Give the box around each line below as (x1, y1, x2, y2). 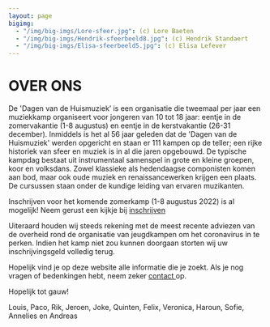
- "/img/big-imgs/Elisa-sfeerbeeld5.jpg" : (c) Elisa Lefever (15, 42, 227, 50)
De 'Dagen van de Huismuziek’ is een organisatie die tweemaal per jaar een (8, 104, 261, 113)
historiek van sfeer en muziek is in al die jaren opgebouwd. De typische (8, 147, 247, 156)
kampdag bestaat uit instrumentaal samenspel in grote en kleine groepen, (8, 155, 255, 165)
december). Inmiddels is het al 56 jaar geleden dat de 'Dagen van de (8, 130, 238, 139)
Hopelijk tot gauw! (8, 287, 69, 296)
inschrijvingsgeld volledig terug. (8, 247, 115, 257)
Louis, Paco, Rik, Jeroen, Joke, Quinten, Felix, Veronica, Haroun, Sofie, (8, 303, 245, 312)
